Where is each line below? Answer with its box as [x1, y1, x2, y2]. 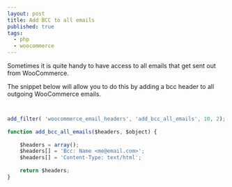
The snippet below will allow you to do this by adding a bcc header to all [7, 83, 215, 90]
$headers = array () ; [20, 141, 79, 148]
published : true [7, 23, 54, 30]
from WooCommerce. [7, 69, 70, 77]
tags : [7, 29, 23, 37]
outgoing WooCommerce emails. [7, 90, 102, 98]
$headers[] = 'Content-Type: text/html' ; [20, 154, 141, 161]
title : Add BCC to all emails [7, 17, 95, 24]
